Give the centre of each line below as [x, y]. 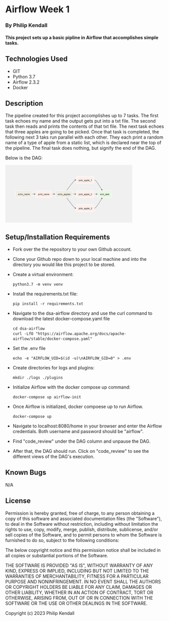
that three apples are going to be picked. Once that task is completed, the [82, 132]
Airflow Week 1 [38, 9]
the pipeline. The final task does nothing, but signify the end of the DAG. [81, 148]
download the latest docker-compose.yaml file [61, 319]
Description [24, 103]
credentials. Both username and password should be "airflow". [78, 431]
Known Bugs [26, 472]
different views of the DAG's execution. [54, 456]
